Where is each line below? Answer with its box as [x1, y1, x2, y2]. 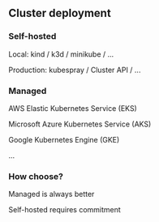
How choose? [8, 170, 63, 181]
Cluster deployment [8, 6, 111, 20]
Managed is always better [8, 190, 95, 199]
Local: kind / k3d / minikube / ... [8, 49, 114, 59]
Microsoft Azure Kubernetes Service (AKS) [8, 119, 152, 129]
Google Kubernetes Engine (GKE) [8, 134, 120, 144]
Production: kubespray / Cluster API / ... [8, 65, 141, 75]
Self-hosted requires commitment [8, 205, 122, 215]
